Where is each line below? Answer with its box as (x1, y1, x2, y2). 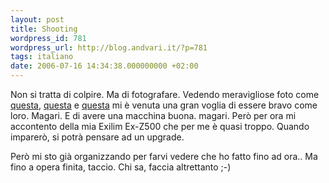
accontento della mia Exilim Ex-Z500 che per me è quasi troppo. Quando (10, 121, 310, 132)
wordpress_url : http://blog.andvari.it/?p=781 (10, 42, 208, 53)
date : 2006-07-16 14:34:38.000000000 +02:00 (10, 61, 199, 71)
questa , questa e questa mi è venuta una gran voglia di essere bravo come (10, 99, 318, 111)
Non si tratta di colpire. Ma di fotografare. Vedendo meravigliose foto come (10, 89, 320, 100)
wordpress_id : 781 (10, 33, 87, 43)
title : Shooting (10, 24, 78, 34)
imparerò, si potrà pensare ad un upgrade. (10, 131, 185, 143)
